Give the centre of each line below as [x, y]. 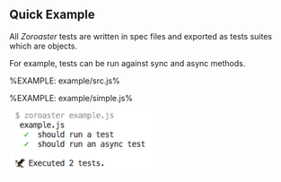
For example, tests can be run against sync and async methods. [127, 63]
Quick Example [53, 15]
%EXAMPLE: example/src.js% [65, 81]
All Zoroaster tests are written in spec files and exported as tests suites [141, 36]
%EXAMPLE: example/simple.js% [71, 98]
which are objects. [44, 46]
